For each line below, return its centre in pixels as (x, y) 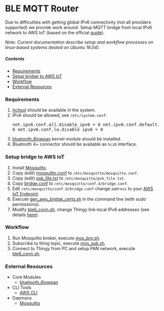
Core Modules (27, 277)
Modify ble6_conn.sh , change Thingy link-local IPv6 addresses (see (81, 209)
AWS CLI (28, 293)
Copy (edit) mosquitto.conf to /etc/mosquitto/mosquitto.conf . (75, 173)
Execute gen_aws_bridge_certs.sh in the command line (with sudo (79, 199)
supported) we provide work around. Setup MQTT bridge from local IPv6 (79, 27)
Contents (15, 58)
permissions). (26, 204)
